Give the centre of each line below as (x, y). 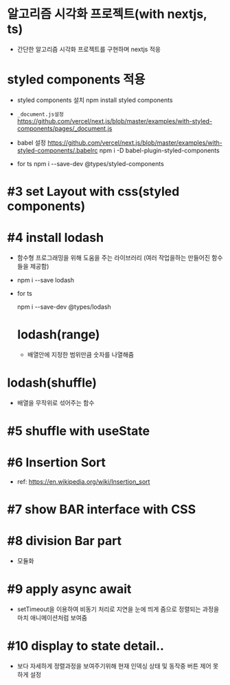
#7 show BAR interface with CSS (102, 510)
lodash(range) (58, 335)
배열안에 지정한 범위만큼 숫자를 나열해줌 (81, 354)
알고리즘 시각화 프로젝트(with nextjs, (107, 14)
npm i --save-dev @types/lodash (64, 307)
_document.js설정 (40, 114)
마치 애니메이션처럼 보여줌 (52, 618)
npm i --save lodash (45, 280)
